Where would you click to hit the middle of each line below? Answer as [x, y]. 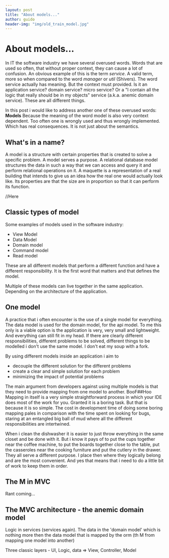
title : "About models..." [32, 15]
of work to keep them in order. [37, 466]
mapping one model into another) [40, 540]
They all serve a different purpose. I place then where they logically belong [83, 455]
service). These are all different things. [45, 100]
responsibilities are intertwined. [38, 424]
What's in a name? [35, 142]
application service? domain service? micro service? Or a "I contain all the [82, 90]
